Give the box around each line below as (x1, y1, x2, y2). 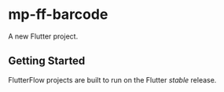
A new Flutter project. (8, 31, 79, 41)
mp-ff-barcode (8, 6, 108, 24)
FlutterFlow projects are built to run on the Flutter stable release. (8, 75, 217, 84)
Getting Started (8, 54, 86, 68)
